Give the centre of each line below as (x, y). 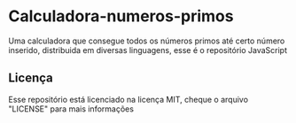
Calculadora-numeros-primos (121, 16)
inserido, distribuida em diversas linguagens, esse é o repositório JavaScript (148, 50)
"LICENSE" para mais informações (71, 109)
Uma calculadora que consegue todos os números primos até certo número (147, 41)
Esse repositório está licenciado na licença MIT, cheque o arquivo (129, 99)
